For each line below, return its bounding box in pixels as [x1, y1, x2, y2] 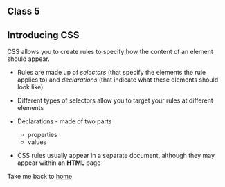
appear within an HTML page [17, 159, 101, 167]
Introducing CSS [7, 29, 80, 41]
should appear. [7, 55, 50, 63]
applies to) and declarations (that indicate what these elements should [17, 75, 219, 84]
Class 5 [7, 6, 40, 17]
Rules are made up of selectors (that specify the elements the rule [17, 69, 206, 77]
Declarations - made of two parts [17, 117, 112, 125]
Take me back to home [7, 172, 73, 181]
